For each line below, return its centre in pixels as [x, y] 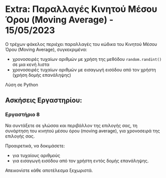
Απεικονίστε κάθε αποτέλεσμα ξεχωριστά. [49, 170]
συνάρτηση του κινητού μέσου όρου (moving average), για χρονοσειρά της [83, 131]
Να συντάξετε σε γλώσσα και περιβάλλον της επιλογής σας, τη [71, 125]
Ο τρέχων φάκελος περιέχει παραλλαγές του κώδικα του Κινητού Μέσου [81, 44]
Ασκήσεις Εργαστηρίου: [44, 100]
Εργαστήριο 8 [22, 115]
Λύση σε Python [22, 85]
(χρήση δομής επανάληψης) [41, 75]
